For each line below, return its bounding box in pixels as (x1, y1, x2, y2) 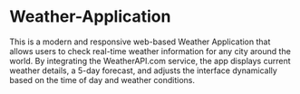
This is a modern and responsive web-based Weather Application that (9, 36, 271, 47)
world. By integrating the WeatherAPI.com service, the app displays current (9, 55, 291, 66)
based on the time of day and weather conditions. (9, 74, 195, 85)
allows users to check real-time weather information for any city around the (9, 45, 292, 56)
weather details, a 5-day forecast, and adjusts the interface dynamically (9, 65, 278, 76)
